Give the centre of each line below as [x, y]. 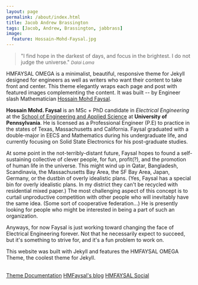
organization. [22, 216]
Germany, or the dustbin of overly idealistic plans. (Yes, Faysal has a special [98, 178]
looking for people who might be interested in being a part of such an [90, 210]
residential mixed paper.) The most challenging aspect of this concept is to [97, 191]
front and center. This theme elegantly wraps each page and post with [92, 86]
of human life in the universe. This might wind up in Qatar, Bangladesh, [92, 166]
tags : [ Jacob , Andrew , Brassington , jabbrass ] [64, 28]
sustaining [19, 159]
